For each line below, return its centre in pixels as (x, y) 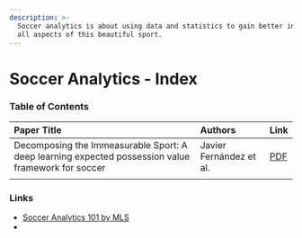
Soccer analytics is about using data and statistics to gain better (150, 26)
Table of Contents (49, 107)
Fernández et (228, 156)
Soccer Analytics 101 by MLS (75, 217)
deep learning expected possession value (102, 156)
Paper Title (38, 129)
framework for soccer (60, 167)
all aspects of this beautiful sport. (90, 34)
